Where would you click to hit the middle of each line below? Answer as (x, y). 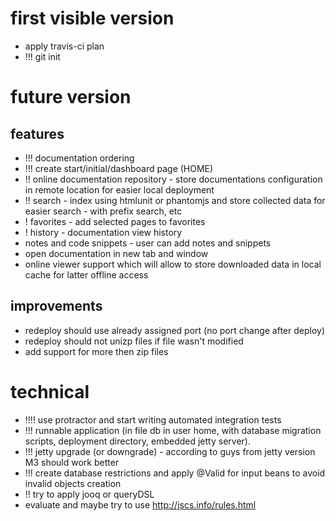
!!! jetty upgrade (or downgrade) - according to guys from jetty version (170, 451)
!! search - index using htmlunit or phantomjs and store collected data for (175, 200)
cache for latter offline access (86, 274)
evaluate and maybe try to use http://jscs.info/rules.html (140, 504)
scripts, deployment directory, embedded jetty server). (137, 441)
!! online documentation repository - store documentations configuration (173, 179)
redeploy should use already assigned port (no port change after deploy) (175, 330)
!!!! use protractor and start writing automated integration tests (153, 419)
